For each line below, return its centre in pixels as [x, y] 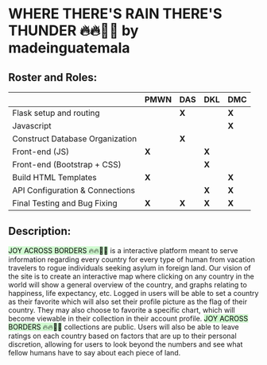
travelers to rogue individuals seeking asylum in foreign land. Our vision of [130, 267]
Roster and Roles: [53, 77]
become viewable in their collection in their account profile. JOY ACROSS [128, 318]
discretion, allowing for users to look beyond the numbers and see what [126, 344]
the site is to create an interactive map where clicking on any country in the [131, 276]
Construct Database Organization [75, 138]
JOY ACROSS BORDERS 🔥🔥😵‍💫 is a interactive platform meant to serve [123, 250]
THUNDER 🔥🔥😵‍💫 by [74, 31]
